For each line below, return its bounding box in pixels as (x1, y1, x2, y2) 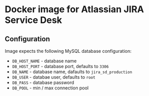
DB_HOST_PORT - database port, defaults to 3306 (12, 63, 109, 69)
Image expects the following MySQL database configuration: (5, 48, 132, 54)
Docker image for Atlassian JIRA (5, 4, 144, 15)
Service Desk (5, 14, 62, 26)
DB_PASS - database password (12, 80, 74, 85)
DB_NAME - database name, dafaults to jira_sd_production (12, 69, 133, 75)
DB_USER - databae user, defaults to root (12, 74, 96, 80)
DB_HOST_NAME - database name (12, 58, 77, 64)
